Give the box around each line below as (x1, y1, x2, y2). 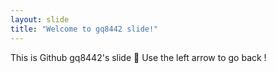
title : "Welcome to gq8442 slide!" (10, 24, 159, 34)
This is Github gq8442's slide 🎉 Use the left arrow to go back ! (10, 51, 267, 63)
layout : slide (10, 14, 70, 25)
